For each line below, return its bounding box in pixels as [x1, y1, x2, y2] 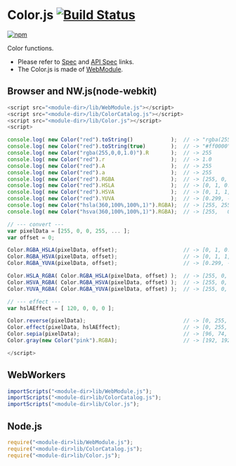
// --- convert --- [7, 221, 65, 228]
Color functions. [7, 44, 54, 52]
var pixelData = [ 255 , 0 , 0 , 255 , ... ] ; [7, 227, 131, 235]
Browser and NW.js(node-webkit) [7, 85, 157, 98]
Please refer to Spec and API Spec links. [17, 57, 135, 66]
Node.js [7, 420, 43, 432]
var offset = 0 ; [7, 234, 55, 241]
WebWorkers [7, 369, 66, 381]
